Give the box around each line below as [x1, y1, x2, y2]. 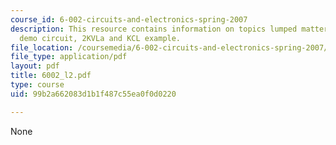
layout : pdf [10, 61, 60, 71]
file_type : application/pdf [10, 52, 128, 62]
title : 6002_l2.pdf [10, 71, 92, 81]
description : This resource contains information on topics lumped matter [10, 24, 329, 34]
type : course [10, 80, 65, 90]
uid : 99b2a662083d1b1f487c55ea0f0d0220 [10, 89, 177, 99]
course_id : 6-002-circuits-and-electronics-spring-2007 [10, 14, 248, 25]
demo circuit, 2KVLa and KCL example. [19, 33, 182, 43]
